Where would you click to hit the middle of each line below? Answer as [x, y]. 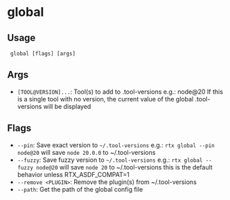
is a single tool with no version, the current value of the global [105, 99]
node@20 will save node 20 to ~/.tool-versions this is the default [124, 167]
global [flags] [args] [43, 53]
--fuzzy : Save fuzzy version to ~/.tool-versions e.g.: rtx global [110, 160]
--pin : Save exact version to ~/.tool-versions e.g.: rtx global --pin [116, 145]
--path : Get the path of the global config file [80, 189]
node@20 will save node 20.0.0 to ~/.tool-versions [86, 152]
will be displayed [67, 106]
